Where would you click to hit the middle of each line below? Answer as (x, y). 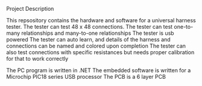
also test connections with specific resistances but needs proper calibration (100, 52)
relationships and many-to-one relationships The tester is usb (97, 33)
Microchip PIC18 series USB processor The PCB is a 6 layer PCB (86, 77)
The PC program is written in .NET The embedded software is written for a (99, 70)
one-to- (184, 27)
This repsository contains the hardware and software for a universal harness (101, 20)
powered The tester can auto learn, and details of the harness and (88, 39)
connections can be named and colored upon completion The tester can (96, 46)
